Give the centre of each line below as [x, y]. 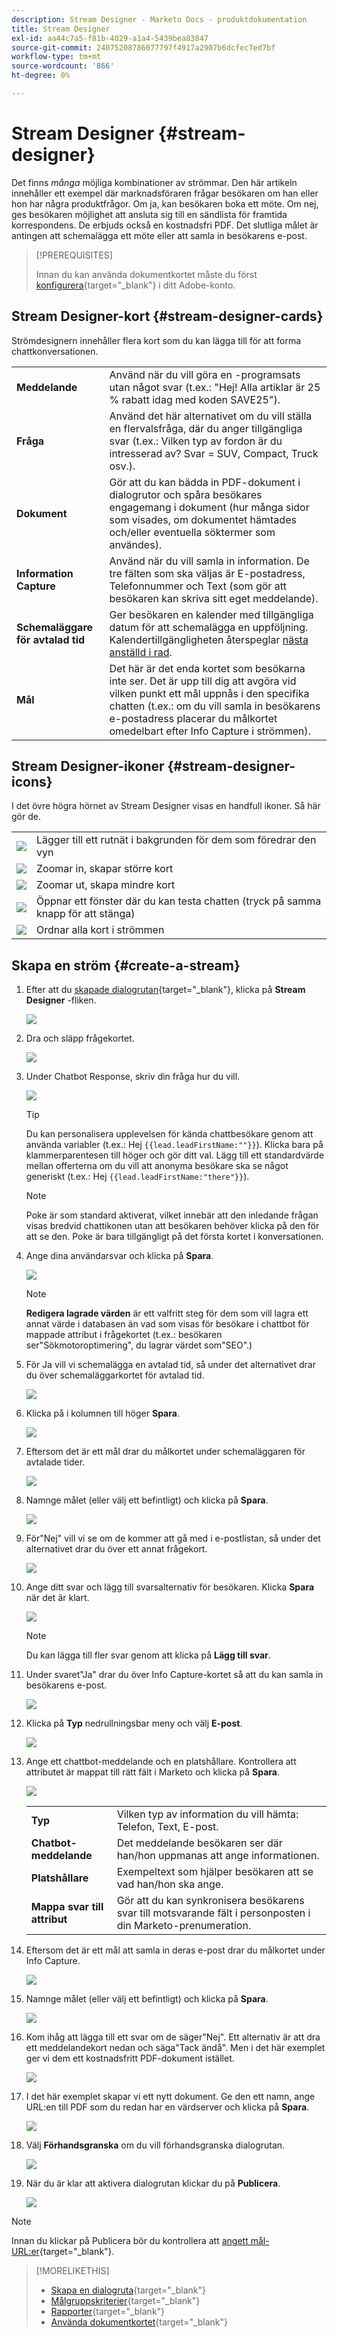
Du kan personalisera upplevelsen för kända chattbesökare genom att [169, 1134]
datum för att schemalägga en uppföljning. [209, 627]
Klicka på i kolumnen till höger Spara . [102, 1413]
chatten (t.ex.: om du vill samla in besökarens [215, 706]
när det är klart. [57, 1598]
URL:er [25, 2252]
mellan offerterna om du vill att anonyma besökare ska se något [157, 1166]
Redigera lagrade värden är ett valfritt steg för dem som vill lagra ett [167, 1313]
